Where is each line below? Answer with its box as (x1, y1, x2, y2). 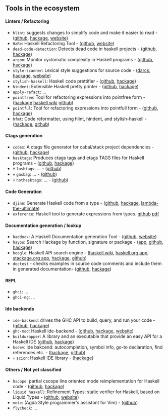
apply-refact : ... (12, 89, 46, 95)
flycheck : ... (12, 405, 38, 411)
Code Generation (5, 188, 42, 195)
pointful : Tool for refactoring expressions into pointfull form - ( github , (12, 105, 158, 111)
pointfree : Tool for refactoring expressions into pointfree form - (12, 94, 145, 100)
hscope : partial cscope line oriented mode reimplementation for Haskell (12, 377, 160, 384)
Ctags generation (5, 133, 43, 139)
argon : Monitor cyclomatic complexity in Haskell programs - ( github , (12, 56, 154, 62)
